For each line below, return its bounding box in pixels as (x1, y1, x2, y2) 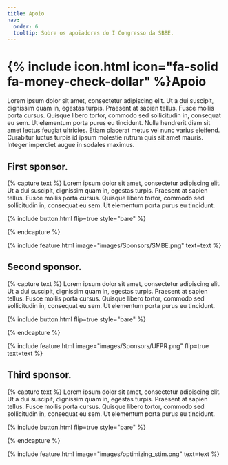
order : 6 (13, 23, 39, 30)
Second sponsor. (7, 261, 82, 273)
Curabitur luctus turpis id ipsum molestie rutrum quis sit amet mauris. (7, 133, 203, 142)
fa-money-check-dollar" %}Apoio (7, 74, 207, 90)
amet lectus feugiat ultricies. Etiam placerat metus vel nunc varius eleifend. (7, 126, 220, 135)
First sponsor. (7, 160, 68, 173)
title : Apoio (7, 10, 45, 17)
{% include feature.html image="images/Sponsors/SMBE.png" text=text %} (7, 241, 222, 249)
